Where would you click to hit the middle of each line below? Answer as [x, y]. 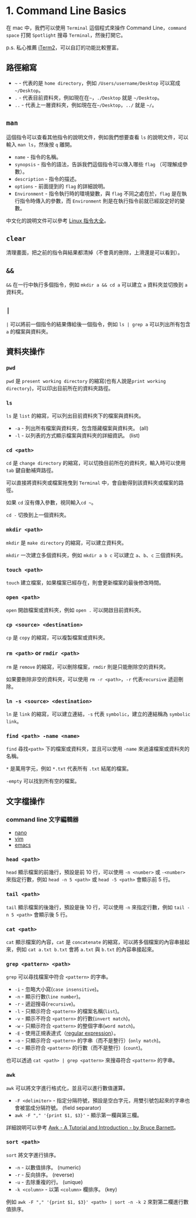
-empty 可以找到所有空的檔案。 [43, 781]
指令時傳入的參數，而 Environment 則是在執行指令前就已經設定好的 [100, 201]
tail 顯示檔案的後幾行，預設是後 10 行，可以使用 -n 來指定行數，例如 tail [95, 907]
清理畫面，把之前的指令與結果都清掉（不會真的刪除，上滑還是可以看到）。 [94, 252]
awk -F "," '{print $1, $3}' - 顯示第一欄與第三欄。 [78, 1115]
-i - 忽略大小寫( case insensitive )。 [58, 989]
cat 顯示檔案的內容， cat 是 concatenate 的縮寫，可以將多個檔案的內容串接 [95, 942]
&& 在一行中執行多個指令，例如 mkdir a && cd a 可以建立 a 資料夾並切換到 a [97, 285]
